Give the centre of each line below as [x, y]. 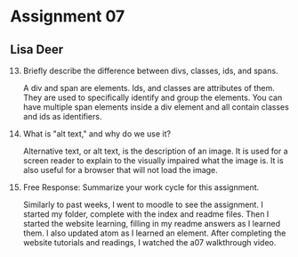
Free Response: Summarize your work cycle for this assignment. [141, 187]
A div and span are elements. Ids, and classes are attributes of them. [149, 88]
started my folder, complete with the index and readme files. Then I [146, 214]
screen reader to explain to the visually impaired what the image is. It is [153, 161]
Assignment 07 [68, 17]
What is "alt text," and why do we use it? [97, 134]
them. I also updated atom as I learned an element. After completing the [154, 233]
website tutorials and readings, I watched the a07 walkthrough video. [149, 242]
